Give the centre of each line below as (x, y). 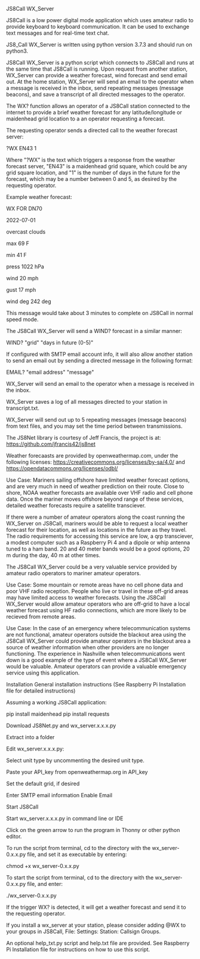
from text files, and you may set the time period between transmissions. (94, 426)
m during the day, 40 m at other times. (53, 555)
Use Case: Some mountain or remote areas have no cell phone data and (95, 585)
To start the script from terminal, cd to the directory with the (80, 878)
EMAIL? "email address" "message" (50, 372)
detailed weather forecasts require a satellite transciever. (76, 505)
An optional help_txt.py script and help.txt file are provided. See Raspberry (98, 943)
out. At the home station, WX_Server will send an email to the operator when (100, 81)
